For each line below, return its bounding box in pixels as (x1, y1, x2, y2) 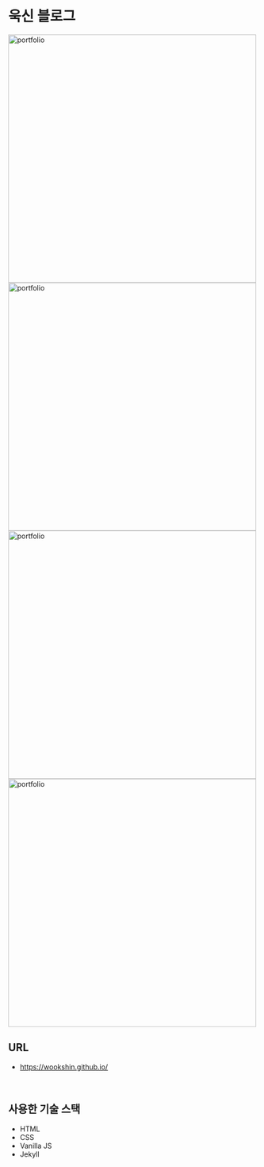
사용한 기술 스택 (8, 1103, 81, 1116)
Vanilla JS (19, 1141, 52, 1150)
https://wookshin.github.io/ (19, 1061, 109, 1072)
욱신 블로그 (8, 7, 76, 25)
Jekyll (19, 1149, 40, 1159)
